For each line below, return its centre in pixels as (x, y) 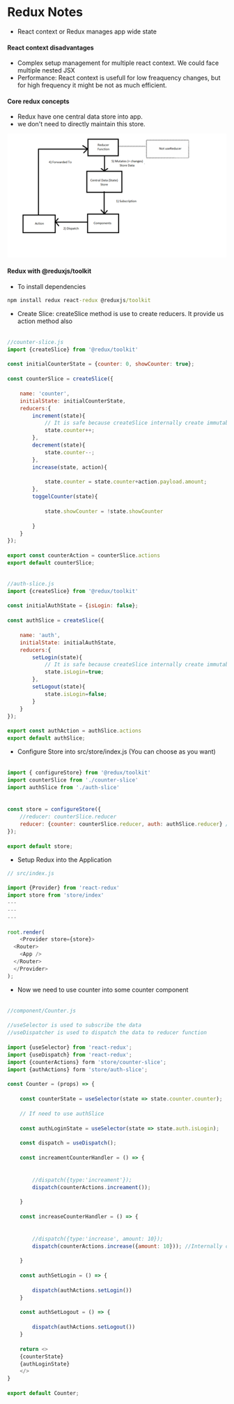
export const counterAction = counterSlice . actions (84, 555)
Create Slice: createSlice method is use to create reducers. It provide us (120, 313)
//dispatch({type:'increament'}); (82, 1180)
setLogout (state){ (59, 687)
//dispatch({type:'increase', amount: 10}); (98, 1239)
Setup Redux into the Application (64, 860)
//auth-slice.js (31, 583)
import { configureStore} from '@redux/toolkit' (79, 772)
